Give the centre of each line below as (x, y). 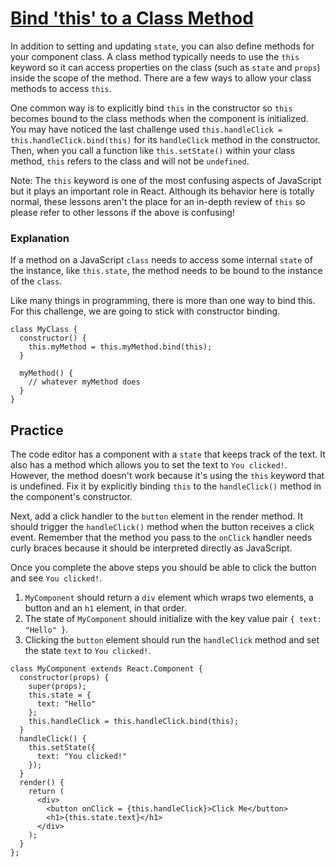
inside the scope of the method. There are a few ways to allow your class (161, 78)
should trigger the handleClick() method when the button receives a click (162, 527)
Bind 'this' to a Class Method (132, 18)
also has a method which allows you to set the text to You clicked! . (149, 465)
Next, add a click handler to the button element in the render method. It (157, 516)
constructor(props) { (64, 678)
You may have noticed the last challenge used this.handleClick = (146, 129)
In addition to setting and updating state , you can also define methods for (162, 46)
